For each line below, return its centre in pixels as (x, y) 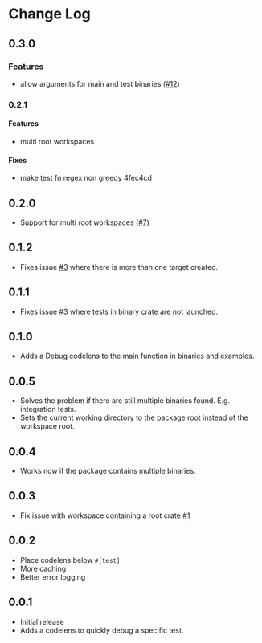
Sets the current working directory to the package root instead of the (134, 417)
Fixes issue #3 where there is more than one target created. (119, 267)
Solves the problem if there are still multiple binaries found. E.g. (125, 401)
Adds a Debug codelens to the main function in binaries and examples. (137, 356)
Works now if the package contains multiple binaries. (108, 471)
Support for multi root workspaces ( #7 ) (85, 222)
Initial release (42, 621)
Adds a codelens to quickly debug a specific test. (102, 630)
